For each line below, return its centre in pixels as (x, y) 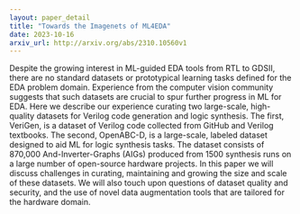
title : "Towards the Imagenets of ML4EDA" (90, 26)
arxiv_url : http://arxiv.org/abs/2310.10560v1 (98, 43)
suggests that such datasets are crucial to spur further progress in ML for (145, 97)
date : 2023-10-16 (42, 34)
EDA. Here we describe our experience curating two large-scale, (129, 107)
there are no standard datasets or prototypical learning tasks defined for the (150, 78)
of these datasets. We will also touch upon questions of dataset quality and (149, 183)
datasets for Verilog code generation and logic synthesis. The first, (160, 116)
